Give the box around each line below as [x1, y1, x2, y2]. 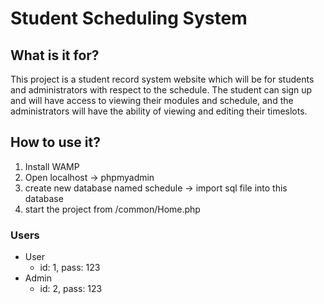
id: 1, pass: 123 [39, 262, 101, 274]
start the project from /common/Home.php [24, 203, 201, 215]
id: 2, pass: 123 [39, 283, 103, 295]
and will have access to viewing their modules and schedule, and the [10, 95, 294, 106]
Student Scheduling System [10, 7, 248, 30]
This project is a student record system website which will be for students [10, 73, 315, 85]
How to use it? [10, 134, 101, 151]
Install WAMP [24, 160, 80, 172]
